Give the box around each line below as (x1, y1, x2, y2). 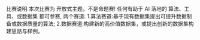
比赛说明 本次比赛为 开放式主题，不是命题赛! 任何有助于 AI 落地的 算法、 (6, 5, 184, 12)
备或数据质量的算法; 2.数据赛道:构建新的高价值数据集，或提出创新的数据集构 (6, 20, 194, 27)
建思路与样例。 (6, 27, 43, 35)
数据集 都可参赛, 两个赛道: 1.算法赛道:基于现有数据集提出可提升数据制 (22, 13, 192, 20)
